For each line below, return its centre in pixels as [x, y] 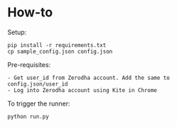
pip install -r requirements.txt [57, 45]
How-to [30, 12]
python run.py [28, 116]
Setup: [17, 32]
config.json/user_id [38, 84]
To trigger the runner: [39, 103]
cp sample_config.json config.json [60, 51]
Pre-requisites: [29, 64]
